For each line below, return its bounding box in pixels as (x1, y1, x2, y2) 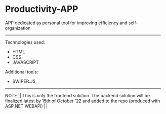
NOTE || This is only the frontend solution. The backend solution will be (5, 92, 150, 98)
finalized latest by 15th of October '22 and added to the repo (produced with (5, 98, 161, 104)
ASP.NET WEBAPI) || (5, 103, 47, 109)
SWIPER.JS (12, 78, 36, 84)
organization (5, 25, 31, 31)
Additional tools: (5, 69, 39, 75)
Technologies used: (5, 39, 45, 45)
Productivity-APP (5, 3, 78, 15)
